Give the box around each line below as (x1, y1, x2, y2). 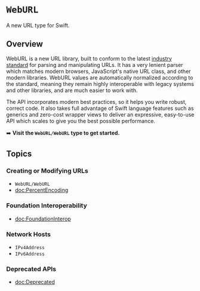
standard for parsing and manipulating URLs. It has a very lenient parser (6, 61, 183, 68)
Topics (6, 149, 32, 159)
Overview (6, 39, 44, 49)
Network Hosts (6, 230, 51, 238)
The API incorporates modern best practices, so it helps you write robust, (6, 98, 187, 105)
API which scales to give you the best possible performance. (6, 117, 155, 124)
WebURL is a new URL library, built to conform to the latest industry (6, 55, 172, 62)
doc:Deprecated (14, 278, 56, 286)
